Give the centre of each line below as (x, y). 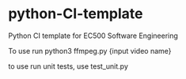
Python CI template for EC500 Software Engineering (93, 36)
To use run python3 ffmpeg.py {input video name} (90, 51)
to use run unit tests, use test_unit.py (68, 66)
